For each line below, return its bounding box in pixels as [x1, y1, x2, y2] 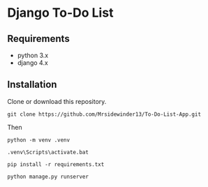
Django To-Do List [7, 5, 114, 21]
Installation [7, 79, 57, 91]
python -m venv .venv [7, 136, 70, 144]
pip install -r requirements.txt [7, 160, 105, 168]
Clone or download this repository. [7, 97, 107, 105]
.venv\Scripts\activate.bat [7, 149, 89, 156]
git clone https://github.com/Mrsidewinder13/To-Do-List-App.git [7, 110, 201, 118]
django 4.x [17, 59, 49, 67]
